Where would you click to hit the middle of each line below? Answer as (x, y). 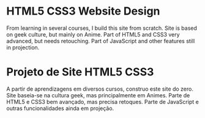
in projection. (23, 47)
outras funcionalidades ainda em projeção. (60, 108)
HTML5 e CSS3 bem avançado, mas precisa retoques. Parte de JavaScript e (102, 102)
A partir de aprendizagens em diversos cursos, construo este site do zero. (100, 89)
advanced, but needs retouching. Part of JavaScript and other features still (101, 41)
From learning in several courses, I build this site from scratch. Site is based (102, 28)
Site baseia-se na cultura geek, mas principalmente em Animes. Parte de (98, 95)
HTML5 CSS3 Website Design (83, 11)
